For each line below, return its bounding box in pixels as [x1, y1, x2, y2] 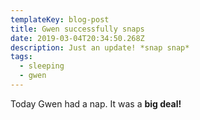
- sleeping [19, 61, 65, 71]
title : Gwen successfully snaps [10, 24, 145, 34]
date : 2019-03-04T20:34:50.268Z [10, 33, 145, 43]
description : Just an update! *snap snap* [10, 42, 190, 53]
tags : [10, 52, 33, 62]
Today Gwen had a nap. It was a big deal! [10, 97, 182, 110]
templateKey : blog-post [10, 14, 110, 25]
